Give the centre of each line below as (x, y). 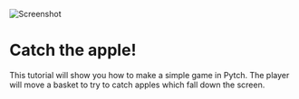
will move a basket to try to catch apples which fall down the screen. (137, 85)
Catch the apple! (73, 50)
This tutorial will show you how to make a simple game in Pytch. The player (149, 75)
